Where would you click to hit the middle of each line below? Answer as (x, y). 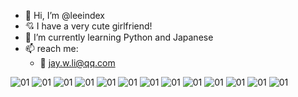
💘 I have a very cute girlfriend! (88, 26)
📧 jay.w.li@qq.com (77, 63)
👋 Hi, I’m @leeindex (64, 15)
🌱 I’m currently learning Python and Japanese (119, 37)
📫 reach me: (51, 48)
